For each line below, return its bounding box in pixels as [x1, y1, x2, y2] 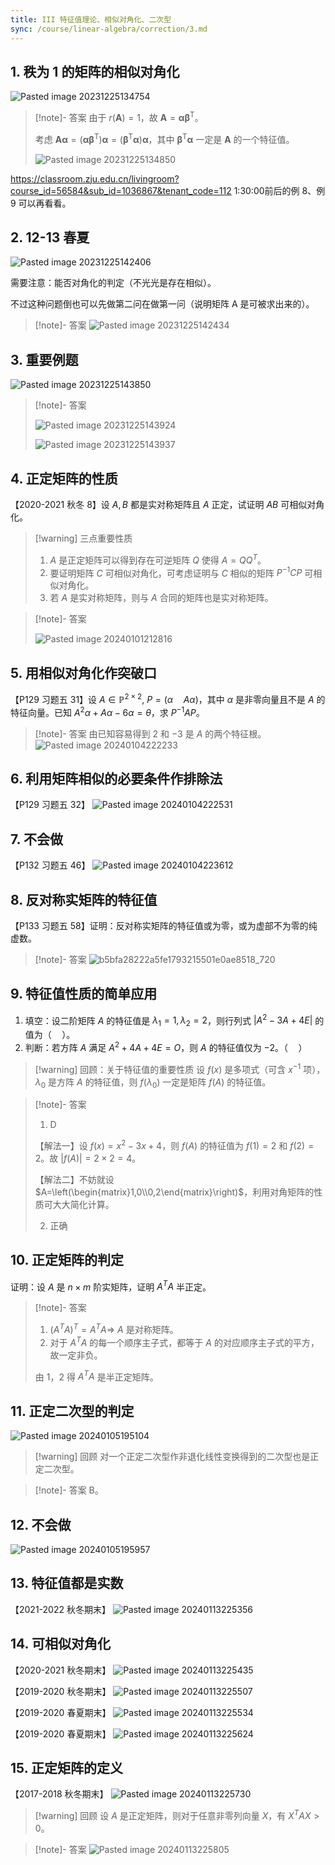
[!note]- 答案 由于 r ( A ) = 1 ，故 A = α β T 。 [34, 110, 204, 123]
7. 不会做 [10, 831, 63, 848]
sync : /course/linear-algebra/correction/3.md [10, 24, 208, 34]
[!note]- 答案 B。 [34, 1484, 104, 1496]
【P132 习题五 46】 [10, 859, 91, 871]
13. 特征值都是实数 [10, 1575, 124, 1592]
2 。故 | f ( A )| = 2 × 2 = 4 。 [34, 1152, 142, 1164]
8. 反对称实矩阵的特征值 [10, 891, 158, 908]
